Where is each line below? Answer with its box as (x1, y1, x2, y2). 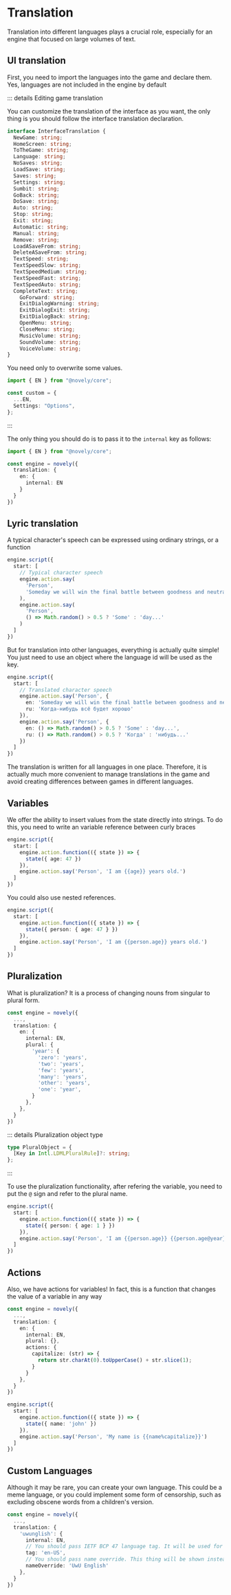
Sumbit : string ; (13, 185, 60, 192)
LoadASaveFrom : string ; (13, 243, 81, 250)
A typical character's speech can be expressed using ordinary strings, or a (7, 536, 219, 544)
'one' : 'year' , (37, 1086, 81, 1093)
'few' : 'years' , (37, 1067, 85, 1074)
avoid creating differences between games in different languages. (7, 777, 194, 785)
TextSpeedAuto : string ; (13, 281, 81, 288)
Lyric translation (7, 518, 78, 530)
